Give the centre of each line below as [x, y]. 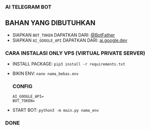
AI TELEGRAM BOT [28, 7]
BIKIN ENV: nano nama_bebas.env [45, 73]
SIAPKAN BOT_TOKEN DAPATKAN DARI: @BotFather [64, 35]
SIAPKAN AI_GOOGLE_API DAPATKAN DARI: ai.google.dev [70, 40]
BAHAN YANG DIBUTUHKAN [50, 23]
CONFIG [22, 86]
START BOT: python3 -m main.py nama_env [56, 110]
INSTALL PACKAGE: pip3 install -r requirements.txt [69, 64]
